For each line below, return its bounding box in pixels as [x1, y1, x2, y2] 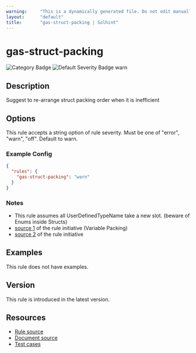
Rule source [14, 328, 44, 335]
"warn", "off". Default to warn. [6, 135, 78, 142]
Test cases [14, 341, 41, 348]
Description [6, 81, 50, 91]
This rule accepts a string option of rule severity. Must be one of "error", [6, 129, 180, 136]
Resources [6, 313, 46, 323]
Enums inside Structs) [14, 218, 68, 225]
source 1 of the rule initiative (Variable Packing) [14, 224, 128, 231]
